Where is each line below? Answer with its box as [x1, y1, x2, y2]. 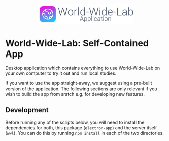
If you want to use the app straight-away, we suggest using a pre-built [5, 80, 152, 87]
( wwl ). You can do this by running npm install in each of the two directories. [5, 130, 164, 136]
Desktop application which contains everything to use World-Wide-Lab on [5, 65, 160, 71]
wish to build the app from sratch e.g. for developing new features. [5, 91, 145, 97]
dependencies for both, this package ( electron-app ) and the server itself [5, 125, 157, 131]
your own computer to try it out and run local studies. [5, 70, 117, 76]
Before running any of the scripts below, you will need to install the [5, 119, 145, 126]
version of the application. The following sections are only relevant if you [5, 86, 157, 92]
